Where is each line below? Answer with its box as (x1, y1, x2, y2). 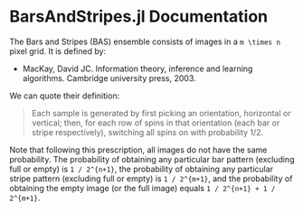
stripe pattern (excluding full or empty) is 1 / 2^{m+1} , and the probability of (9, 173, 293, 184)
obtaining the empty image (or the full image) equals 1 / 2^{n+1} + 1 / (9, 182, 276, 193)
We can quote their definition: (9, 90, 120, 101)
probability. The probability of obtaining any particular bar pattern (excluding (9, 153, 295, 164)
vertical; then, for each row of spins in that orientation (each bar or (31, 117, 280, 128)
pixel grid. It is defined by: (9, 45, 107, 56)
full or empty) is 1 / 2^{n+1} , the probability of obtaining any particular (9, 163, 274, 174)
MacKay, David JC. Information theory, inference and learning (22, 63, 253, 74)
